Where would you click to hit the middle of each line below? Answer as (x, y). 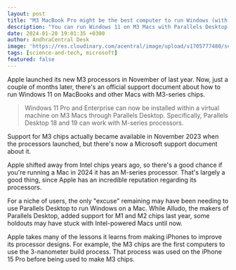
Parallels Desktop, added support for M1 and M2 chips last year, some (109, 215)
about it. (19, 151)
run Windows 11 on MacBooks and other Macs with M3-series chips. (106, 94)
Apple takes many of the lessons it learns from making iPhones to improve (115, 236)
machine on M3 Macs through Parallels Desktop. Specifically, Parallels (126, 115)
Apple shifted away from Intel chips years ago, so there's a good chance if (115, 165)
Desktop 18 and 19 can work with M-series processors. (104, 123)
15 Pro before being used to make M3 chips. (71, 259)
